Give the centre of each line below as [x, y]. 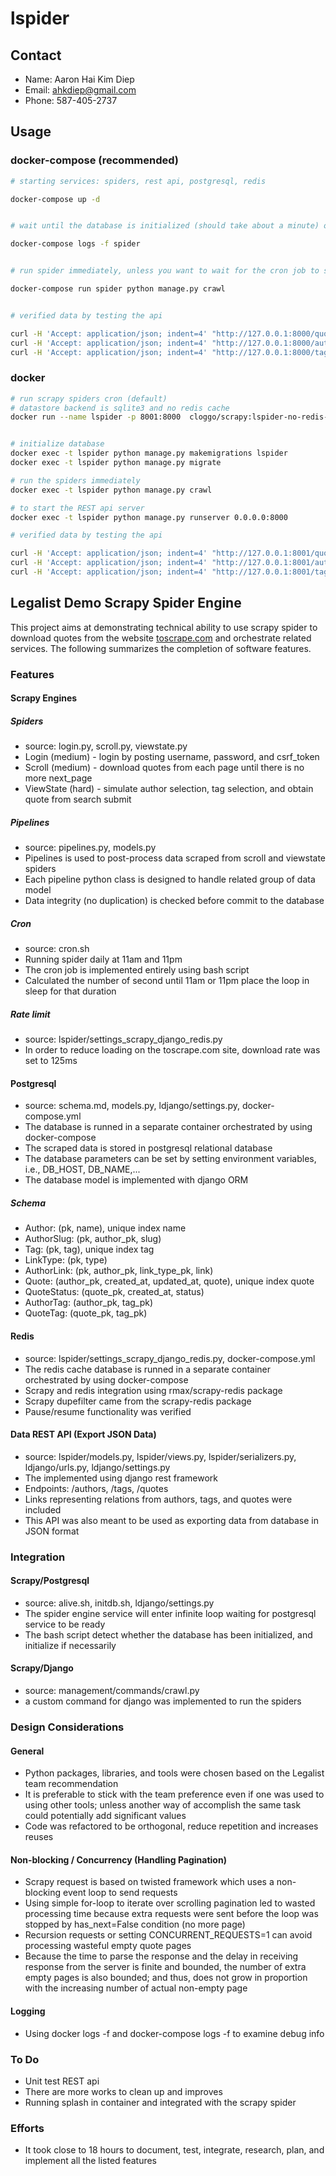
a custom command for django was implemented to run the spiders [163, 1701]
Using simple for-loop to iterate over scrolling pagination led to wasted [170, 1903]
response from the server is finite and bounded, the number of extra [165, 1967]
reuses [39, 1837]
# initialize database [57, 444]
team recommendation [71, 1784]
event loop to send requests [120, 1893]
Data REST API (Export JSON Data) [83, 1434]
